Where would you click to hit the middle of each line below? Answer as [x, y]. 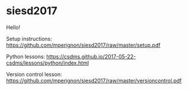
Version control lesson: [34, 74]
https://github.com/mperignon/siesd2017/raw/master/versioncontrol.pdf [94, 81]
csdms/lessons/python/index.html [48, 63]
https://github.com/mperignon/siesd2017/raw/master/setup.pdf [83, 45]
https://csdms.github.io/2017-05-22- [91, 56]
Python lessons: [26, 56]
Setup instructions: [29, 38]
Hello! [13, 27]
